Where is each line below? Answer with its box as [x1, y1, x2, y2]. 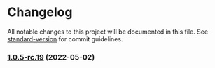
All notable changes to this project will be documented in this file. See [7, 27, 209, 36]
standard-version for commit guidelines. [7, 34, 123, 43]
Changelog [7, 4, 73, 20]
